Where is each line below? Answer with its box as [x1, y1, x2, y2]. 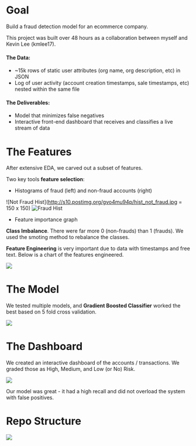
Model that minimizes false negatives [14, 112, 104, 119]
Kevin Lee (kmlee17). [6, 40, 56, 47]
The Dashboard [6, 340, 83, 353]
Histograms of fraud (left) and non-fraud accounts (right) [14, 187, 152, 194]
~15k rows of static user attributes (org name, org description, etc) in [14, 67, 181, 74]
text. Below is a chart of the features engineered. [6, 251, 124, 258]
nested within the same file [14, 86, 80, 93]
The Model [6, 282, 60, 296]
